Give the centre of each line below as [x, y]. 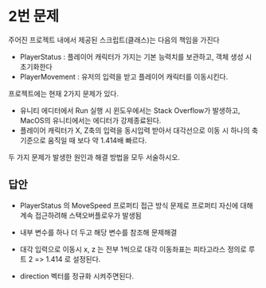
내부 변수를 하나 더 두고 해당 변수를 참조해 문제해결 [98, 232]
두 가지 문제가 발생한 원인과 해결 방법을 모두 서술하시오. [94, 157]
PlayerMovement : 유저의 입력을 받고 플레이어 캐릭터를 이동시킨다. [124, 76]
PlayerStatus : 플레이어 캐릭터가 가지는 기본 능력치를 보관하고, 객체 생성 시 [136, 56]
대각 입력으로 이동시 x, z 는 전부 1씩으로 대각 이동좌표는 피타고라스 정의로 [133, 249]
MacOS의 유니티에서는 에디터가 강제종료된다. [90, 120]
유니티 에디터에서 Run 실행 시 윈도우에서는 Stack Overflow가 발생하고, [130, 110]
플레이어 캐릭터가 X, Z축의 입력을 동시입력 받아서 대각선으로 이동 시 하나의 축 [139, 130]
